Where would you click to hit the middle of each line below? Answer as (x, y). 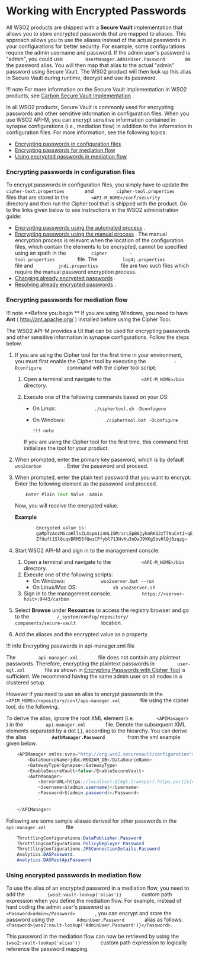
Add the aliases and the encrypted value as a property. (82, 635)
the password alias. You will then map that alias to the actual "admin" (90, 65)
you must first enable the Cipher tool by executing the (80, 361)
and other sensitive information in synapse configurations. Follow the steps (98, 337)
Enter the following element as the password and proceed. (86, 483)
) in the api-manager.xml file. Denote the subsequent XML (96, 725)
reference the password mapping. (47, 949)
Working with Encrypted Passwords (96, 11)
